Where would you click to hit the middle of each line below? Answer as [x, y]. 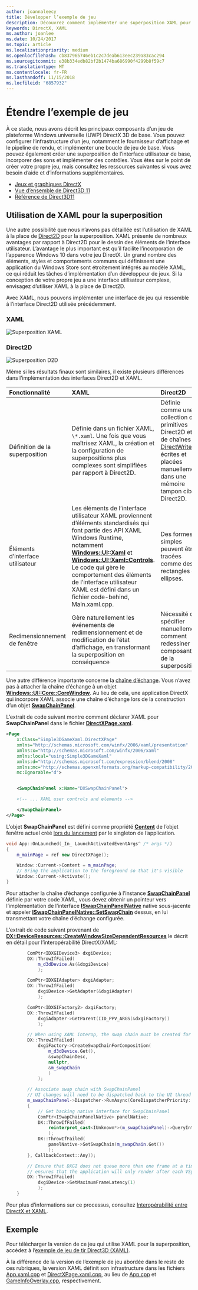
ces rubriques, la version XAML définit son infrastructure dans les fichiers [96, 1268]
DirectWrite [176, 447]
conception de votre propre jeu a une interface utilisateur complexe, [89, 280]
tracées [171, 557]
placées [171, 462]
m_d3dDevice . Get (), [72, 1051]
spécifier [173, 622]
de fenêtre [24, 644]
